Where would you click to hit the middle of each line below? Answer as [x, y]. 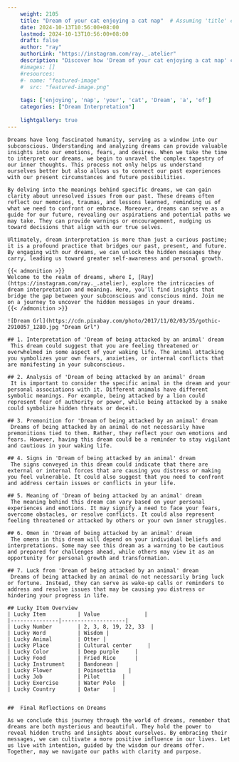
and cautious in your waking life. [60, 446]
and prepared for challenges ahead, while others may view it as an [111, 552]
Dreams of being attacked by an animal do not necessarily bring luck [117, 576]
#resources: [38, 73]
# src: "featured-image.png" [65, 87]
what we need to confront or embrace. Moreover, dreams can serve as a [116, 208]
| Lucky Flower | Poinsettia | [70, 670]
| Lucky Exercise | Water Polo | [67, 683]
